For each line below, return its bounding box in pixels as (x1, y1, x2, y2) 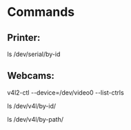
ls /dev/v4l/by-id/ (7, 102, 57, 110)
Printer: (7, 32, 41, 44)
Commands (7, 4, 75, 20)
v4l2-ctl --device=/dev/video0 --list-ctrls (7, 88, 124, 97)
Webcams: (7, 70, 55, 82)
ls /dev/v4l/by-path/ (7, 115, 64, 123)
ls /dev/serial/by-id (7, 50, 61, 58)
